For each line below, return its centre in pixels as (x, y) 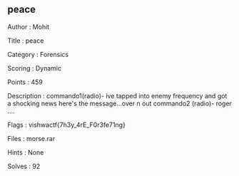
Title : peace (26, 41)
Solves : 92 (24, 166)
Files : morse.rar (31, 138)
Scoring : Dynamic (35, 68)
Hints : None (26, 152)
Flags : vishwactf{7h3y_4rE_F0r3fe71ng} (67, 125)
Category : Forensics (38, 54)
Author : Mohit (29, 26)
